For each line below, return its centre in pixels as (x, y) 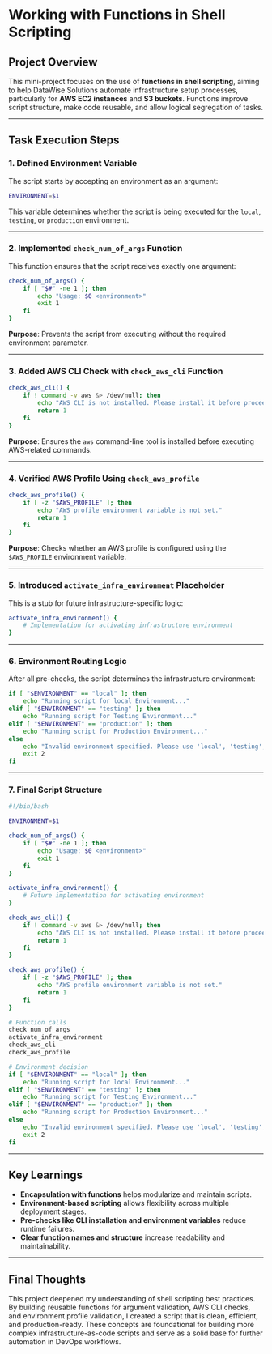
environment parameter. (49, 343)
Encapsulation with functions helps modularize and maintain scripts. (136, 1194)
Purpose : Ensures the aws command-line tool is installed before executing (132, 441)
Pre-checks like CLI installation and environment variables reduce (133, 1220)
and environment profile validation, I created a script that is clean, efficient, (134, 1316)
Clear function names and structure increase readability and (122, 1237)
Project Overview (53, 62)
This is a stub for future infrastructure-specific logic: (96, 603)
